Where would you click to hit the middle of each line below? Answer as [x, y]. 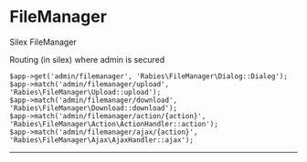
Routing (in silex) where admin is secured [87, 59]
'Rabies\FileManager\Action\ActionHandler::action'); [114, 124]
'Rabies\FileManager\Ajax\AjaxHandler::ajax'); [102, 140]
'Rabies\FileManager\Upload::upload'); [85, 92]
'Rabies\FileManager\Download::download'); [94, 108]
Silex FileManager [43, 42]
